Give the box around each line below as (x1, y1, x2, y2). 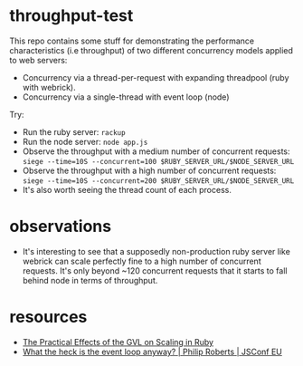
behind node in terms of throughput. (22, 274, 158, 285)
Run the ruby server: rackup (22, 126, 126, 137)
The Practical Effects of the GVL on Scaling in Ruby (22, 336, 214, 347)
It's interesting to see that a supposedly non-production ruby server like (22, 246, 291, 256)
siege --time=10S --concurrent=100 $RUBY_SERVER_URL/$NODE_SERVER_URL (22, 157, 295, 166)
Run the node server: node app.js (22, 136, 148, 147)
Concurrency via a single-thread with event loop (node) (22, 91, 230, 102)
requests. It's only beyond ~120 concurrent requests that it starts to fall (22, 265, 288, 276)
